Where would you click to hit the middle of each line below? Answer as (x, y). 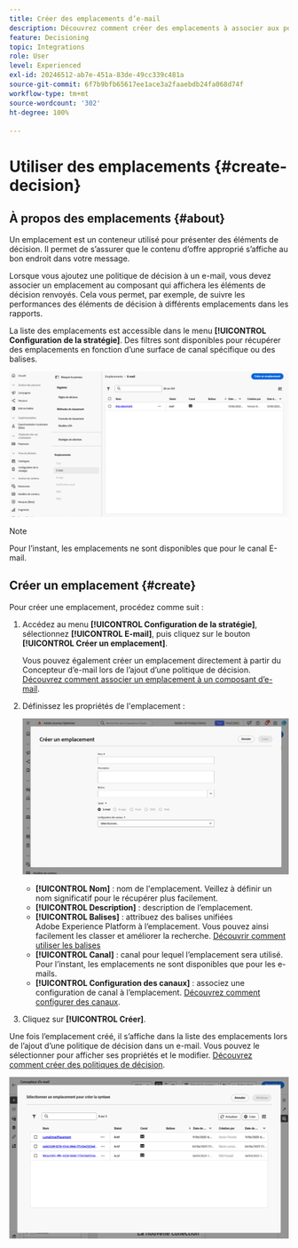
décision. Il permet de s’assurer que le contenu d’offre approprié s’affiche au (149, 250)
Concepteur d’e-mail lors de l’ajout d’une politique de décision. (136, 670)
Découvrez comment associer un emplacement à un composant (139, 679)
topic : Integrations (47, 47)
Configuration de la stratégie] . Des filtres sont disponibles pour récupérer (145, 340)
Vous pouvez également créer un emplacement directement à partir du (152, 660)
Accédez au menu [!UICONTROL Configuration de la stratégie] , (140, 624)
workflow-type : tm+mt (49, 93)
